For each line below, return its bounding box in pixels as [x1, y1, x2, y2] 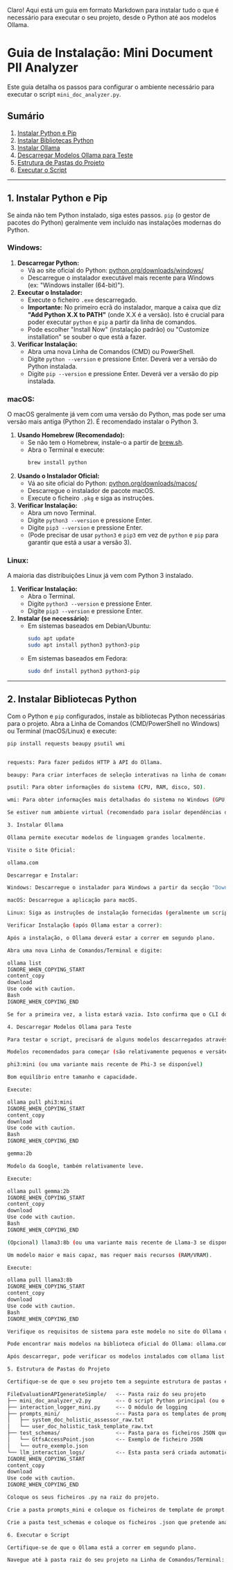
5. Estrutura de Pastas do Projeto [7, 1366, 110, 1373]
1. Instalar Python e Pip [7, 193, 107, 204]
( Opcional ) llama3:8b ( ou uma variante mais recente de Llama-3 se [7, 1239, 207, 1246]
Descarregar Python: [17, 259, 80, 267]
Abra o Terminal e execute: [27, 446, 105, 454]
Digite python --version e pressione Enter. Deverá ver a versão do [27, 355, 217, 363]
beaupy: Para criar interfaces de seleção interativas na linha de [7, 771, 207, 778]
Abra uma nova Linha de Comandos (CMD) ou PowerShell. [27, 347, 196, 355]
